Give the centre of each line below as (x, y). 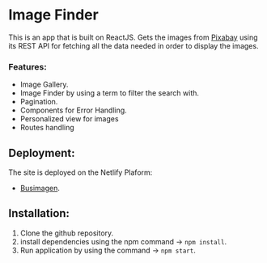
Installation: (39, 213)
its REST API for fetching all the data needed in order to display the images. (133, 45)
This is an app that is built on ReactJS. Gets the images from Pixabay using (133, 37)
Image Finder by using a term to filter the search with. (110, 93)
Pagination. (39, 102)
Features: (28, 66)
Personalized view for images (69, 119)
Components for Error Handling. (73, 110)
